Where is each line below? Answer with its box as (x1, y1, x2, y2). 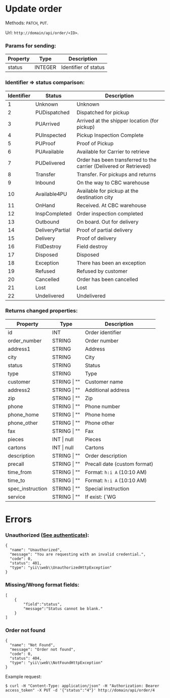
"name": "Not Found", (10, 642, 56, 647)
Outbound (35, 218, 60, 225)
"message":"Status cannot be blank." (23, 606, 103, 611)
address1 (8, 345, 30, 352)
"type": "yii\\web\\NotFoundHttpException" (10, 660, 103, 665)
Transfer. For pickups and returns (76, 170, 156, 178)
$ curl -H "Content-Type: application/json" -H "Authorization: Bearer (5, 683, 159, 688)
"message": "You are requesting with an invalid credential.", (10, 552, 146, 557)
